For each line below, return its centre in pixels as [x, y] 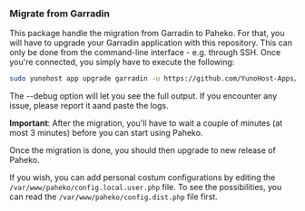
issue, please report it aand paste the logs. [89, 106]
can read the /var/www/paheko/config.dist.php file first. [113, 197]
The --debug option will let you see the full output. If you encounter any [143, 96]
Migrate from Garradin [60, 14]
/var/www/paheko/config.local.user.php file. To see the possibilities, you [146, 187]
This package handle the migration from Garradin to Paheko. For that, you [147, 34]
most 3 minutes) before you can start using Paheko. [106, 133]
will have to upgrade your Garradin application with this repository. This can [151, 43]
